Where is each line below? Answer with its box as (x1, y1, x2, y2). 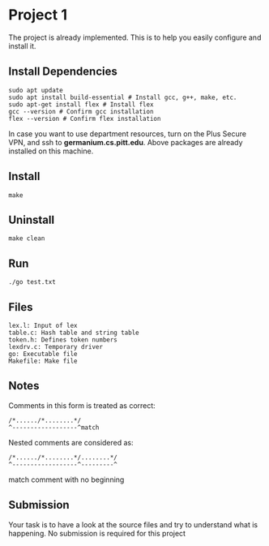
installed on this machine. (8, 146, 94, 156)
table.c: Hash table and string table (8, 329, 139, 337)
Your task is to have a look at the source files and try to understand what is (8, 519, 258, 529)
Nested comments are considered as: (8, 437, 134, 447)
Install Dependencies (8, 65, 117, 79)
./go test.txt (8, 278, 57, 286)
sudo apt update (8, 86, 63, 94)
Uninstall (8, 213, 55, 226)
